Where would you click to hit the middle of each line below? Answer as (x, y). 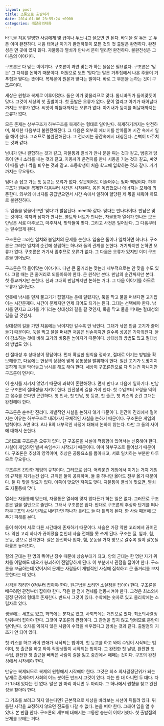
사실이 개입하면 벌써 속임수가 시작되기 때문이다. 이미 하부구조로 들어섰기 (74, 447)
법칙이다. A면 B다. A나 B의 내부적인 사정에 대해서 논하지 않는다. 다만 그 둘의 (77, 425)
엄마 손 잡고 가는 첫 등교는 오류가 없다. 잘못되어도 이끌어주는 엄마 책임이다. (76, 182)
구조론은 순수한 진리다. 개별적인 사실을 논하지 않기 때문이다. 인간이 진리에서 (77, 412)
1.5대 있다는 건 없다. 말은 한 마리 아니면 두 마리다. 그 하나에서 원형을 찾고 (79, 684)
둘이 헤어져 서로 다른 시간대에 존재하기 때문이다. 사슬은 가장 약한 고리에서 (75, 527)
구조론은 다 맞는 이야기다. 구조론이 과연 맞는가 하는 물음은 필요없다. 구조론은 (78, 67)
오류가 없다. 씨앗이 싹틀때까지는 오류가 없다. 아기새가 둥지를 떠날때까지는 (87, 108)
